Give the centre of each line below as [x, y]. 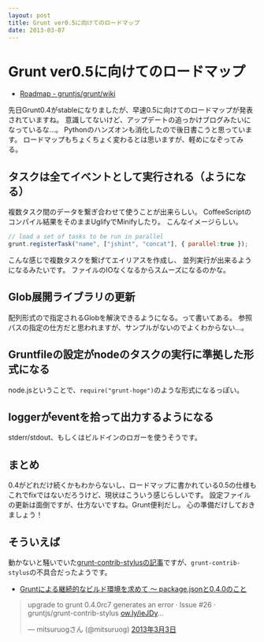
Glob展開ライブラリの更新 [72, 297]
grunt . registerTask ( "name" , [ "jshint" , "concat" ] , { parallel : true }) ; [128, 244]
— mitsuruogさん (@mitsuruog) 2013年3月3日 [102, 629]
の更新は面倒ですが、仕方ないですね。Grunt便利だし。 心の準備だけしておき [132, 505]
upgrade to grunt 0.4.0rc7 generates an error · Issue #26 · [121, 604]
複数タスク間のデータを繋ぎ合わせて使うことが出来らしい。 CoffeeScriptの [130, 212]
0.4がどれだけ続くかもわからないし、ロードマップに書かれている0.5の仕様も [132, 485]
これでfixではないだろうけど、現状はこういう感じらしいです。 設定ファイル [130, 495]
